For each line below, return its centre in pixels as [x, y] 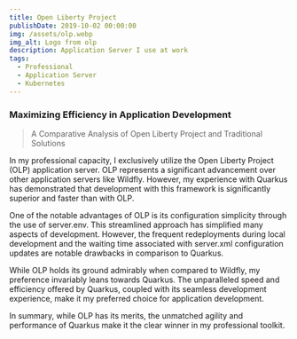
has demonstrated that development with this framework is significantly [140, 188]
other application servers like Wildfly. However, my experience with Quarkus [148, 179]
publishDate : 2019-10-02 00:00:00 [73, 26]
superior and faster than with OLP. [72, 198]
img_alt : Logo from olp [53, 42]
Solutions [48, 143]
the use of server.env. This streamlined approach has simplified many [136, 225]
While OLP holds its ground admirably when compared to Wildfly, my [135, 270]
